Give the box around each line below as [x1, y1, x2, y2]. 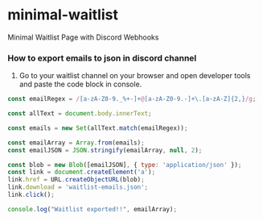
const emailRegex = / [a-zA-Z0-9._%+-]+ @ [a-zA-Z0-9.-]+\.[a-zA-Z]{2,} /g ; [7, 95, 257, 103]
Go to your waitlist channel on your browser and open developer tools [18, 71, 251, 81]
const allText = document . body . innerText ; [7, 110, 152, 118]
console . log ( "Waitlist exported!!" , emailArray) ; [7, 205, 178, 213]
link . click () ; [7, 191, 55, 199]
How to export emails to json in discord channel [7, 52, 197, 64]
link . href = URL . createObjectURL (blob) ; [7, 176, 146, 184]
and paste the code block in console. [18, 79, 142, 90]
